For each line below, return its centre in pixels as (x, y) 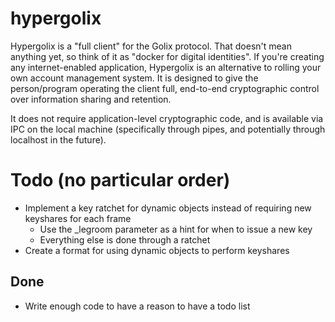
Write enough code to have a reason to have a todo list (137, 306)
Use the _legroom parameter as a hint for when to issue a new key (176, 229)
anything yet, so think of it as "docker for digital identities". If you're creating (167, 56)
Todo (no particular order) (120, 180)
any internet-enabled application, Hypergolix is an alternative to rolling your (166, 67)
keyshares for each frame (78, 218)
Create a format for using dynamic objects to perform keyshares (157, 250)
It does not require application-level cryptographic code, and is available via (167, 118)
